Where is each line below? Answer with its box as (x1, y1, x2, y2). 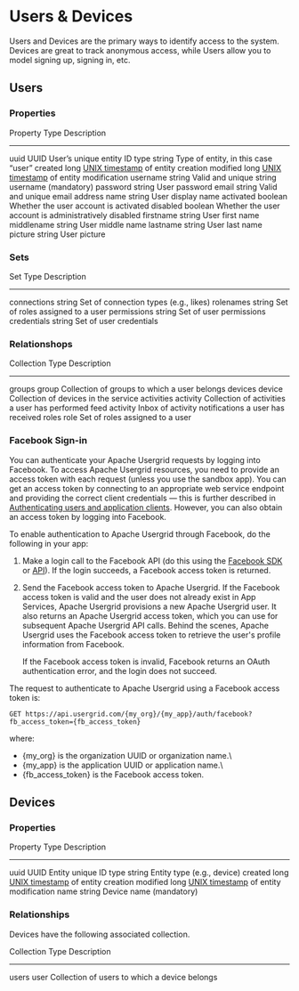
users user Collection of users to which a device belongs (9, 971, 218, 982)
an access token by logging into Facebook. (9, 511, 167, 522)
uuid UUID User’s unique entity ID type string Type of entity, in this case (9, 153, 273, 164)
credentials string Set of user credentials (9, 315, 158, 326)
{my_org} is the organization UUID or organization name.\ (21, 750, 232, 760)
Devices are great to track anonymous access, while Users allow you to (9, 45, 271, 55)
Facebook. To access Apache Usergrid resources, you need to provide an (9, 464, 280, 475)
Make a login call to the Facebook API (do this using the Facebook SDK (21, 555, 283, 566)
